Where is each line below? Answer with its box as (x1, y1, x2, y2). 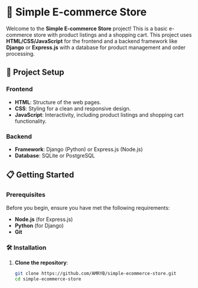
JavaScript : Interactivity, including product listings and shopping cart (14, 111, 184, 118)
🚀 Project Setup (6, 68, 64, 78)
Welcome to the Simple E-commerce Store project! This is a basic (6, 25, 168, 32)
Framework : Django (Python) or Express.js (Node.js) (14, 145, 143, 153)
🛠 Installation (6, 243, 47, 251)
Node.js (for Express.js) (14, 216, 73, 223)
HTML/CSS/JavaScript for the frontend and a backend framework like (6, 37, 178, 44)
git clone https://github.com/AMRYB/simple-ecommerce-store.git (14, 270, 177, 276)
